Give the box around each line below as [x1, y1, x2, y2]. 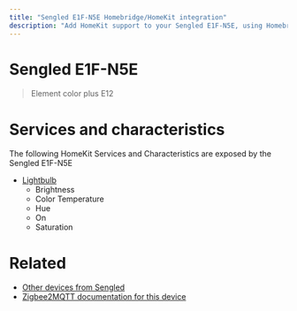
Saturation [34, 222, 73, 232]
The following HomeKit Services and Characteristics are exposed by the [9, 148, 272, 159]
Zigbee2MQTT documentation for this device [21, 292, 187, 302]
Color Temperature [34, 193, 104, 204]
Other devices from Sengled [21, 282, 126, 292]
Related [9, 253, 66, 273]
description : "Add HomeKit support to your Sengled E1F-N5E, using [9, 21, 263, 30]
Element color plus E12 [30, 88, 114, 99]
